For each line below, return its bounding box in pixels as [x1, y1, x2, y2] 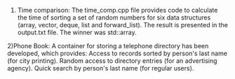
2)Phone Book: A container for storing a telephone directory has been [7, 42, 209, 50]
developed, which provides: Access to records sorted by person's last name [7, 49, 228, 57]
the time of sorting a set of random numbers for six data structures [17, 13, 211, 22]
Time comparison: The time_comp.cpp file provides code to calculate [17, 6, 218, 14]
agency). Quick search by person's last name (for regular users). [7, 64, 194, 72]
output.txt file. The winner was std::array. [17, 28, 137, 36]
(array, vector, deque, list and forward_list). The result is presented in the [17, 21, 229, 29]
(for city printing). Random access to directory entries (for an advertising [7, 57, 217, 65]
